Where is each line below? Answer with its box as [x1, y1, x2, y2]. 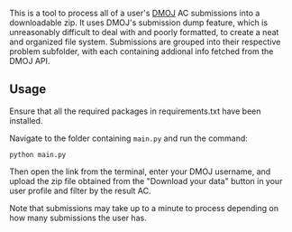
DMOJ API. [9, 56, 50, 66]
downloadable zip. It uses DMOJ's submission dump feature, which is [9, 17, 269, 28]
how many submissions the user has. [9, 212, 147, 223]
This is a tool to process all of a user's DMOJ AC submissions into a [9, 8, 260, 18]
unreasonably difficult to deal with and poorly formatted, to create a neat [9, 27, 279, 37]
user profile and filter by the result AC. [9, 185, 151, 196]
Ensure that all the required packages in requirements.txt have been [9, 106, 261, 116]
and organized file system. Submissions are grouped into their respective [9, 36, 281, 47]
